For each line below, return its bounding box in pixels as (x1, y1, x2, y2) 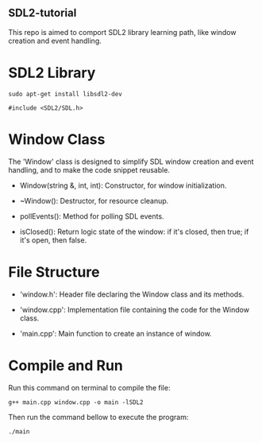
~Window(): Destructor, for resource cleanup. (19, 196, 169, 205)
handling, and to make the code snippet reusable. (8, 165, 171, 174)
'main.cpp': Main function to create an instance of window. (19, 328, 212, 338)
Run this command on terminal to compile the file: (8, 383, 171, 392)
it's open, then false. (19, 235, 87, 245)
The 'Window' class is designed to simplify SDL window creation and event (8, 157, 254, 166)
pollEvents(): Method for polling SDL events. (19, 211, 164, 221)
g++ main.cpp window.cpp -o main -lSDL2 (8, 398, 144, 406)
